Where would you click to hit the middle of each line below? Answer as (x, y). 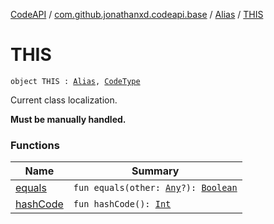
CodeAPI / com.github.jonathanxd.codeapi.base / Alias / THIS (137, 14)
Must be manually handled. (68, 119)
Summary (155, 171)
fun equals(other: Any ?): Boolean (155, 188)
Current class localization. (64, 100)
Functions (35, 145)
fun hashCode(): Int (122, 204)
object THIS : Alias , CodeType (75, 81)
